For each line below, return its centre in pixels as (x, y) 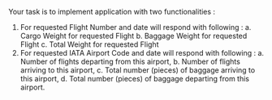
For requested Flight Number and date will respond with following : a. (136, 27)
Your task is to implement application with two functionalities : (112, 12)
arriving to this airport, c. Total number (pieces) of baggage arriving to (138, 70)
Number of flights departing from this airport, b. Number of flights (130, 61)
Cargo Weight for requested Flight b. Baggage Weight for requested (134, 36)
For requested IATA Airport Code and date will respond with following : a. (142, 53)
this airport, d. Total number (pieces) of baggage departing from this (135, 79)
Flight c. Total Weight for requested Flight (89, 44)
